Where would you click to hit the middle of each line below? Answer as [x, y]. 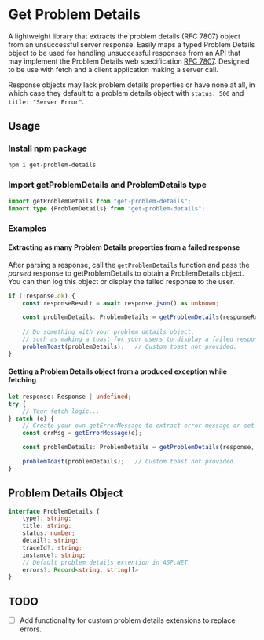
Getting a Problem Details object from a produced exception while [118, 371]
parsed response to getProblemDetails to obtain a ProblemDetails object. [126, 273]
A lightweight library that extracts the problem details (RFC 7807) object [125, 36]
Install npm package [48, 148]
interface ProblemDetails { [54, 511]
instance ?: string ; [54, 555]
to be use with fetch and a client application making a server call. [113, 69]
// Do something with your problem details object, [108, 332]
